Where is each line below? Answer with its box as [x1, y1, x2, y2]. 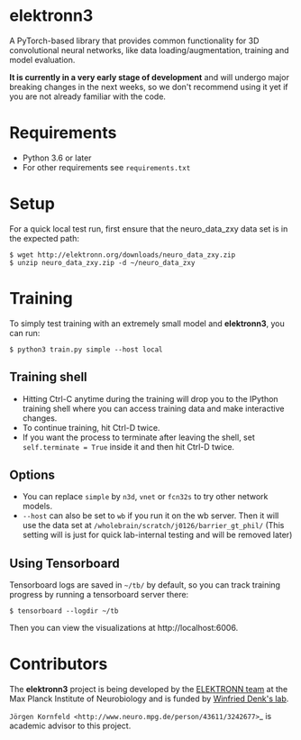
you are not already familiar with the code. [9, 91, 167, 102]
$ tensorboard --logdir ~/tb [9, 607, 119, 616]
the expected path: [9, 233, 79, 243]
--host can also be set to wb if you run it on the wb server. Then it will [22, 510, 279, 521]
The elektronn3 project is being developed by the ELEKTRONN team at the [9, 684, 288, 695]
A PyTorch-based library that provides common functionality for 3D [9, 35, 260, 46]
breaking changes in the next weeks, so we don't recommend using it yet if [9, 81, 288, 92]
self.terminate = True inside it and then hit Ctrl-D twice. [22, 441, 235, 452]
